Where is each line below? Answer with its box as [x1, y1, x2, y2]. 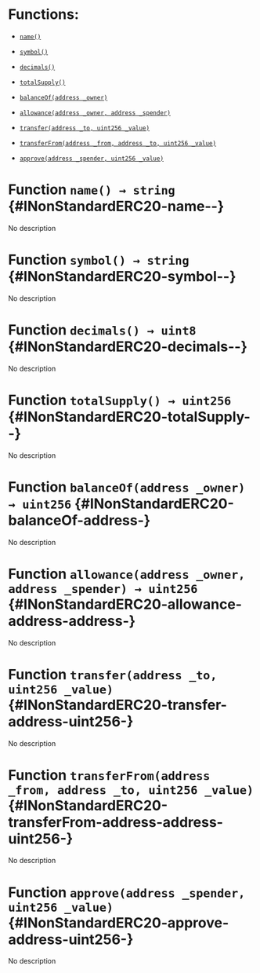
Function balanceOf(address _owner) [8, 477, 246, 496]
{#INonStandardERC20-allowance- [8, 595, 243, 613]
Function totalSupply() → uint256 [8, 391, 232, 409]
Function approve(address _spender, [8, 883, 246, 901]
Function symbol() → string [8, 251, 190, 269]
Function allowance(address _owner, [8, 565, 246, 583]
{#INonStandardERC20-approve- [8, 913, 229, 931]
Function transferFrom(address [8, 766, 211, 784]
